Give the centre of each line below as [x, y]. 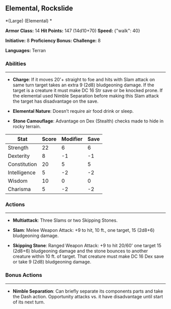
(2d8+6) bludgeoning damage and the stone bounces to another [80, 251]
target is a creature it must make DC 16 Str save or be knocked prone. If [88, 90]
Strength [18, 148]
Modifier [72, 139]
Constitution [22, 164]
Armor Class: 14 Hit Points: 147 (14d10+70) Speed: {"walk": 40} [73, 31]
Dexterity [19, 156]
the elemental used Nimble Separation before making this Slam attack [86, 96]
